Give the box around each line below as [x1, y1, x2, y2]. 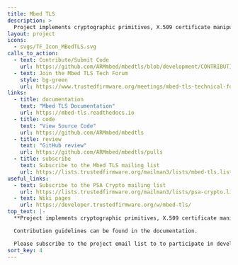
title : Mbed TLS [7, 10, 55, 18]
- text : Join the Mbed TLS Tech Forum [13, 69, 129, 77]
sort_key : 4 [7, 247, 42, 254]
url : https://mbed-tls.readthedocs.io [20, 109, 135, 116]
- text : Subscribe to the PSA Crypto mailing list [13, 181, 166, 188]
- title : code [13, 115, 55, 123]
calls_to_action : [7, 50, 59, 57]
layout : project [7, 30, 55, 38]
